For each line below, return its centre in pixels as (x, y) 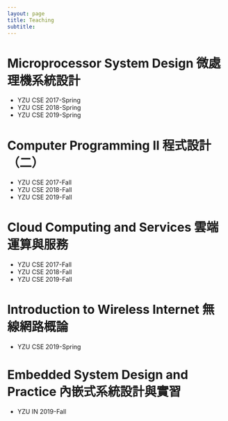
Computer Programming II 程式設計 (109, 145)
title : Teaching (31, 20)
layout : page (26, 14)
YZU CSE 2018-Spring (49, 108)
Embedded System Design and (98, 375)
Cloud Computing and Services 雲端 (113, 228)
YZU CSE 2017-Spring (49, 100)
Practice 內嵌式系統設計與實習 (94, 392)
